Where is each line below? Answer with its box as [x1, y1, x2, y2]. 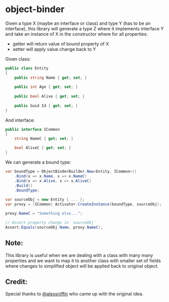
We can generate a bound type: [5, 159, 71, 165]
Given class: [5, 56, 31, 62]
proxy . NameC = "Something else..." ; [5, 211, 82, 216]
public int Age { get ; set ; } [14, 84, 78, 89]
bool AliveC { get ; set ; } [14, 145, 71, 150]
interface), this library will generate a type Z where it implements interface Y [5, 25, 164, 31]
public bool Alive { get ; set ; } [14, 94, 85, 99]
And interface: [5, 117, 35, 123]
